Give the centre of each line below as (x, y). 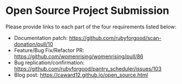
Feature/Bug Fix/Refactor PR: (49, 50)
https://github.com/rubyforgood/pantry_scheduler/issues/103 (88, 68)
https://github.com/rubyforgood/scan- (115, 38)
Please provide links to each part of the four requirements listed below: (91, 27)
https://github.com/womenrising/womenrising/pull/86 (79, 56)
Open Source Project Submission (87, 11)
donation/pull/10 (33, 44)
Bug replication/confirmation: (49, 63)
